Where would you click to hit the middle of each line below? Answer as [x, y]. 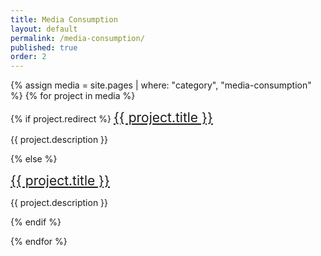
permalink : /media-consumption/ [77, 38]
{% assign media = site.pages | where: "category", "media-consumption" [161, 85]
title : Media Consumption [64, 19]
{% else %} [34, 159]
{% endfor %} [39, 242]
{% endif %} [36, 222]
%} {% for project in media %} [73, 96]
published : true [44, 47]
